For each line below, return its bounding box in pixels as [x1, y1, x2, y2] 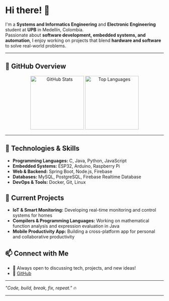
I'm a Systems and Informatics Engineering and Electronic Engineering [5, 21, 156, 27]
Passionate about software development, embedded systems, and [5, 32, 146, 38]
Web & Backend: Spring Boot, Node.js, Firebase [12, 168, 112, 174]
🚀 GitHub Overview [5, 62, 66, 71]
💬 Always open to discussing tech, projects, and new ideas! [12, 265, 136, 271]
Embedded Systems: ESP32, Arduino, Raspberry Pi [12, 163, 120, 169]
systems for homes [12, 212, 53, 219]
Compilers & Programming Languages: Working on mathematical [12, 218, 149, 224]
